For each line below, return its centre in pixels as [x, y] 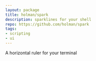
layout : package [22, 10]
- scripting [18, 34]
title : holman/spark [27, 15]
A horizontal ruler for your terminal [41, 53]
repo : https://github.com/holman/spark [47, 24]
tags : [11, 29]
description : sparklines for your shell [49, 19]
